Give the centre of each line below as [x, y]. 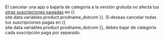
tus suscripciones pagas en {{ [35, 22]
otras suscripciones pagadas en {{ [40, 12]
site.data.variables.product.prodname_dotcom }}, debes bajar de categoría [81, 27]
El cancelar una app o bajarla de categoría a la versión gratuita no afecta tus [82, 7]
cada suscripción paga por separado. [43, 33]
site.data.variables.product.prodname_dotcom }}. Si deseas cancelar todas [81, 17]
